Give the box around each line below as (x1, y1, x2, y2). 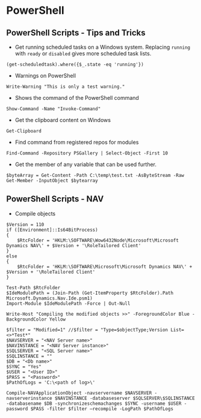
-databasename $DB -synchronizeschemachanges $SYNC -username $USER (6, 401, 182, 407)
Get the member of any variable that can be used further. (14, 161, 156, 168)
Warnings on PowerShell (14, 72, 76, 79)
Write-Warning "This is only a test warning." (6, 84, 125, 90)
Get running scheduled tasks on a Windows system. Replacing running (14, 43, 191, 51)
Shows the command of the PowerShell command (14, 94, 140, 101)
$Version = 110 (6, 221, 45, 227)
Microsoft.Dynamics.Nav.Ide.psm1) (6, 295, 93, 301)
